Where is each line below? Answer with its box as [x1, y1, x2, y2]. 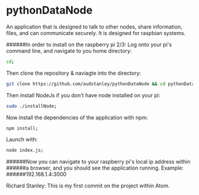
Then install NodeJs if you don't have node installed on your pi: [6, 91, 161, 98]
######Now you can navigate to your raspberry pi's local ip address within [6, 158, 191, 165]
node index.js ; [6, 148, 44, 154]
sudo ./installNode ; [6, 103, 57, 109]
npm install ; [6, 125, 38, 131]
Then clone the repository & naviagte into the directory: [6, 69, 141, 76]
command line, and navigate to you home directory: [6, 47, 132, 54]
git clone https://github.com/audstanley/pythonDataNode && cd [6, 81, 166, 87]
